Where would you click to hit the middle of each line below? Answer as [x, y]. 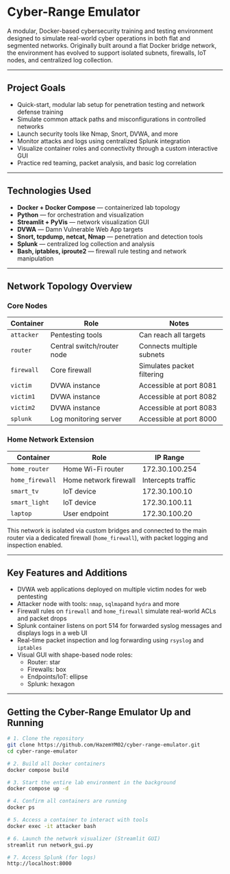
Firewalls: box [47, 670]
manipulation [35, 258]
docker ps [21, 808]
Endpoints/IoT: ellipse [57, 677]
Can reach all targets [172, 335]
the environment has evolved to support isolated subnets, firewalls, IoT [107, 53]
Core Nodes [27, 306]
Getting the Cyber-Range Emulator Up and [99, 712]
